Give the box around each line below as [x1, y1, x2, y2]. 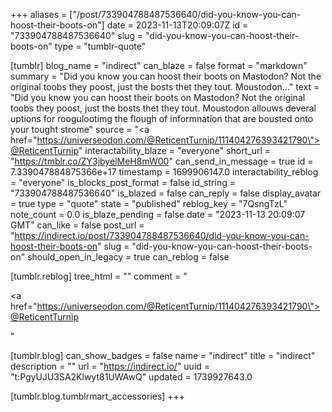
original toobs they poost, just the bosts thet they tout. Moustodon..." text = [10, 81, 320, 93]
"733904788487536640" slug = [10, 30, 144, 41]
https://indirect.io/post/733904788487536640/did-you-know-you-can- [14, 230, 310, 241]
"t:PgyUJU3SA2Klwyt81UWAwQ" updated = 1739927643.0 [10, 371, 253, 383]
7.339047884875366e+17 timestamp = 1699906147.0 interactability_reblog [10, 166, 319, 178]
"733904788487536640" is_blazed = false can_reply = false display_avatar [10, 187, 322, 199]
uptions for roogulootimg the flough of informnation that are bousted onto [10, 113, 314, 124]
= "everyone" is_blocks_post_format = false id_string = [10, 177, 236, 188]
